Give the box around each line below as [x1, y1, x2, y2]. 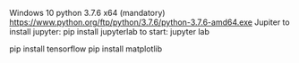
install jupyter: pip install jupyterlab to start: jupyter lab [9, 27, 210, 36]
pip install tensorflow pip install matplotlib [9, 43, 163, 54]
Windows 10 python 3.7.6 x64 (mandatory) [9, 8, 166, 18]
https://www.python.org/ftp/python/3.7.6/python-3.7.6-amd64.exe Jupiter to [9, 17, 290, 28]
